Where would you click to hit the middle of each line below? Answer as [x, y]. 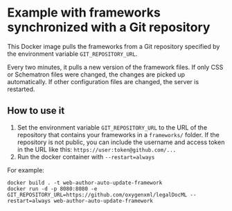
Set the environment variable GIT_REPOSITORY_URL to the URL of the [112, 127]
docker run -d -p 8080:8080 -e [52, 189]
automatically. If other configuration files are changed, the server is [103, 81]
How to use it [36, 111]
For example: [26, 170]
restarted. [21, 89]
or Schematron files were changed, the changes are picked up [96, 74]
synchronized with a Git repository [109, 27]
